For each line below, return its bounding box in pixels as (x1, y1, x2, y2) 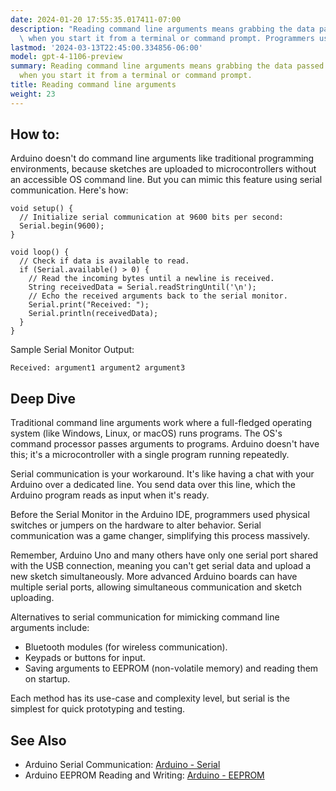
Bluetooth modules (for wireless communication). (24, 641, 228, 653)
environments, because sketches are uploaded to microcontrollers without (10, 163, 317, 175)
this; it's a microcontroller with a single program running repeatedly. (10, 449, 290, 461)
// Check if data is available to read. (19, 256, 190, 266)
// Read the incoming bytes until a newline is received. (28, 274, 275, 284)
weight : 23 (10, 89, 56, 99)
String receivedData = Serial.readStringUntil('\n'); (28, 282, 257, 293)
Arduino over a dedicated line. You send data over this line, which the (10, 479, 296, 491)
